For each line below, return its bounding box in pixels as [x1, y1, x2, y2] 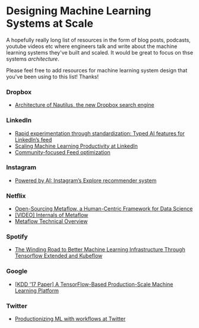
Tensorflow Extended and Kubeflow [14, 252, 103, 259]
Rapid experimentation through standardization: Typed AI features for [14, 129, 185, 137]
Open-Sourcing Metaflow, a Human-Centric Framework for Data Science [14, 205, 193, 212]
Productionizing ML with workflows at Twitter [14, 316, 126, 323]
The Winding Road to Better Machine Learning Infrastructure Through [14, 246, 185, 253]
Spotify [6, 233, 28, 241]
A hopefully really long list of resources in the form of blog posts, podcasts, [6, 36, 191, 43]
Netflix [6, 192, 26, 200]
